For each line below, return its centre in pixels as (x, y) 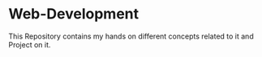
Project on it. (30, 44)
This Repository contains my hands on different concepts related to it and (131, 36)
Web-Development (74, 14)
